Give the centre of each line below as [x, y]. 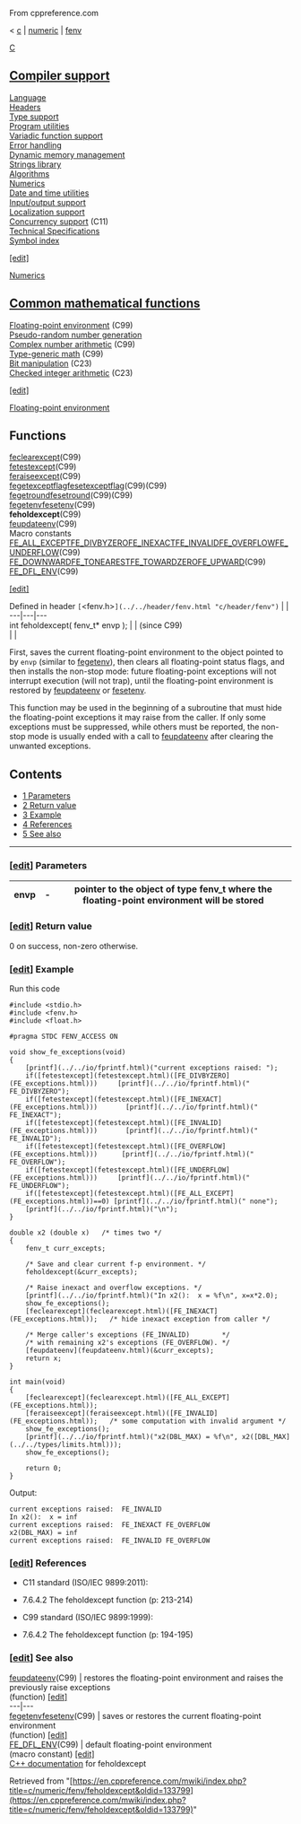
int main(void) [38, 1382]
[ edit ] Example [42, 969]
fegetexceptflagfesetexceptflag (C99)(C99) [88, 486]
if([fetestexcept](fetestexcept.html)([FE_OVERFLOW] [126, 1147]
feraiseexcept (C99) [45, 476]
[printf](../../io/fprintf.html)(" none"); [196, 1201]
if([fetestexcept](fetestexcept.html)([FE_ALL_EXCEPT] [130, 1194]
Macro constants [40, 534]
